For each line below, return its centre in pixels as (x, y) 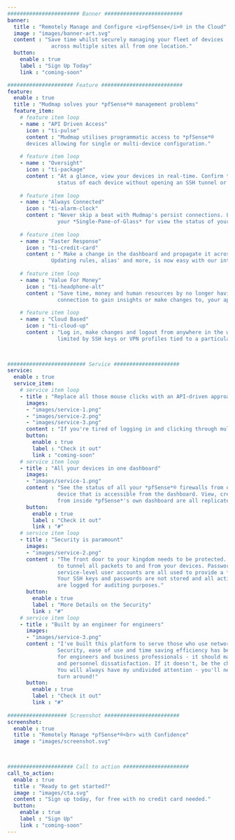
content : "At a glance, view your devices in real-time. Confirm (124, 176)
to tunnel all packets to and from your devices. (131, 566)
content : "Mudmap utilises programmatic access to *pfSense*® (120, 137)
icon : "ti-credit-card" (62, 248)
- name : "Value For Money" (60, 280)
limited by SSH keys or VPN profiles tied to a (128, 339)
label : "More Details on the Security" (92, 605)
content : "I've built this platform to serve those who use (117, 644)
